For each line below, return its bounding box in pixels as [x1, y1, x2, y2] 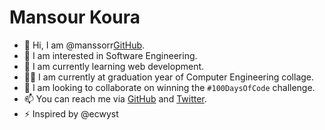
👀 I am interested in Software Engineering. [23, 49, 198, 61]
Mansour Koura [9, 6, 141, 29]
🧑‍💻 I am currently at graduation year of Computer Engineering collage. [23, 71, 315, 83]
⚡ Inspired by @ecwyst [23, 107, 119, 120]
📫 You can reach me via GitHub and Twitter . [23, 92, 207, 105]
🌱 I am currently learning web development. [23, 60, 205, 72]
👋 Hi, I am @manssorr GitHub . [23, 39, 146, 51]
